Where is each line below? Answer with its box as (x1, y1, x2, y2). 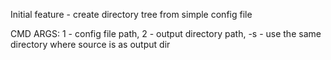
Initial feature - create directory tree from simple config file (10, 9, 253, 20)
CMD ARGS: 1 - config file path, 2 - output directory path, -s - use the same (10, 28, 322, 39)
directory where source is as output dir (10, 39, 171, 50)
